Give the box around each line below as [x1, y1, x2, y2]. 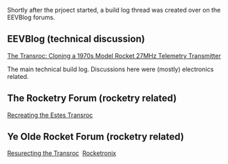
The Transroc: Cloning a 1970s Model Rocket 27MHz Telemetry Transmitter [7, 51, 221, 60]
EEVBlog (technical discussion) [7, 33, 145, 45]
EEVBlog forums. [7, 13, 55, 21]
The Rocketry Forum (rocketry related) [7, 93, 178, 104]
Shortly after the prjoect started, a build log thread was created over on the [7, 6, 221, 14]
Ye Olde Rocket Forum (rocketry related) [7, 131, 184, 143]
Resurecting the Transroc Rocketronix [7, 149, 116, 158]
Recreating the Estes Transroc [7, 111, 93, 119]
